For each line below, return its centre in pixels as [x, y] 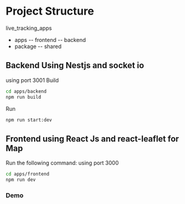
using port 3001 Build [32, 80]
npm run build [24, 97]
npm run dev [21, 180]
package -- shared [38, 46]
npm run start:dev [29, 120]
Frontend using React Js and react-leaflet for [92, 139]
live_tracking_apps [29, 28]
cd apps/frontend [28, 174]
